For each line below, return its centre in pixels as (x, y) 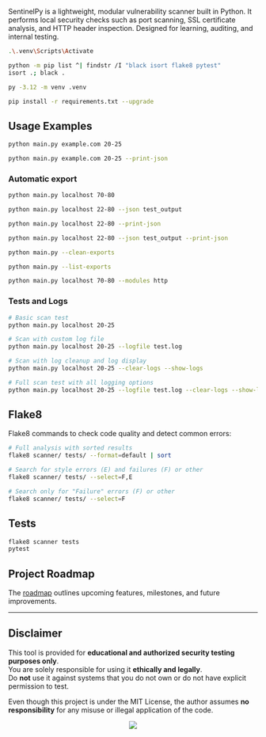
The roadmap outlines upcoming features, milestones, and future (114, 593)
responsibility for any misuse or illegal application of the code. (111, 710)
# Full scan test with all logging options (81, 382)
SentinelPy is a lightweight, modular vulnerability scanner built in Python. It (130, 11)
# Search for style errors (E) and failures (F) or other (106, 470)
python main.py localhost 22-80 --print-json (84, 224)
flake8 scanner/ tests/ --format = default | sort (90, 456)
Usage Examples (50, 126)
